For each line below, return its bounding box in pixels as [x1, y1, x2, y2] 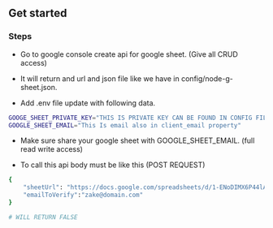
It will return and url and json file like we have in [19, 73, 180, 84]
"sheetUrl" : [23, 183, 63, 191]
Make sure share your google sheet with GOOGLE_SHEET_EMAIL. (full [19, 136, 255, 145]
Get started [8, 6, 67, 20]
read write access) [19, 144, 84, 154]
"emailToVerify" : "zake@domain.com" [23, 191, 144, 200]
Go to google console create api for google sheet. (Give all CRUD [19, 49, 238, 59]
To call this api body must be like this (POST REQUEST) [19, 160, 206, 170]
